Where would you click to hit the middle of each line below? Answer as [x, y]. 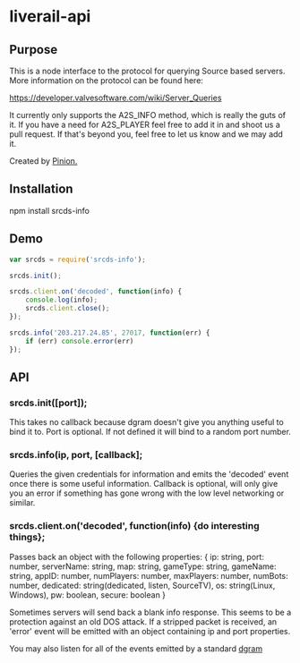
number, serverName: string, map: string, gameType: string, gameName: [143, 566]
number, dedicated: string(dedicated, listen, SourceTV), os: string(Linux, [142, 585]
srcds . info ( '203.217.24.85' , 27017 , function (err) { [110, 333]
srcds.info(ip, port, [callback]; [76, 455]
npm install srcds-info [49, 210]
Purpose [34, 50]
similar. [22, 503]
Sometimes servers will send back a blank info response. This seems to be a [150, 612]
